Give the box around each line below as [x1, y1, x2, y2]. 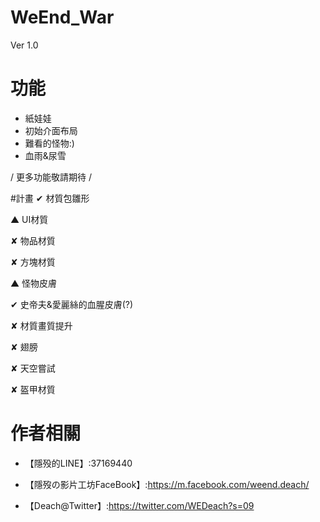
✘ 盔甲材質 [10, 383, 56, 395]
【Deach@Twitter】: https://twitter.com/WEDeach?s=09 [24, 499, 255, 511]
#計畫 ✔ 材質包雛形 [10, 192, 90, 204]
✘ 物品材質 [10, 234, 56, 246]
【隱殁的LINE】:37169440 [24, 457, 133, 469]
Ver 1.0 [10, 39, 39, 51]
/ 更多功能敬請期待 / [10, 171, 92, 183]
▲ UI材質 [10, 213, 49, 225]
